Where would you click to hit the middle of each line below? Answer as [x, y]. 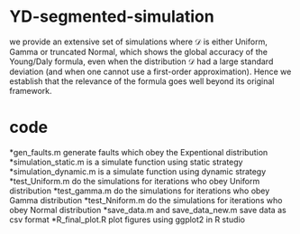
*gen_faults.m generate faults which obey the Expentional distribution [139, 152]
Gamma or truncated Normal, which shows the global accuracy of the [139, 51]
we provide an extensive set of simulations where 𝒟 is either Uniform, [138, 42]
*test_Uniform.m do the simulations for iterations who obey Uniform [135, 181]
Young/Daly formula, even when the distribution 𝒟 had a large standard [141, 61]
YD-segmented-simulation [112, 17]
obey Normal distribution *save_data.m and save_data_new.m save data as [148, 210]
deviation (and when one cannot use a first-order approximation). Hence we [150, 71]
